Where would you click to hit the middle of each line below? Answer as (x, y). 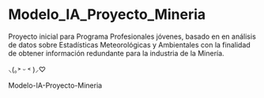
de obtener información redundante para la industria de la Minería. (116, 53)
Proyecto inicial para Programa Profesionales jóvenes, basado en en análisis (132, 36)
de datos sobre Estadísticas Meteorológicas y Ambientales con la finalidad (129, 44)
